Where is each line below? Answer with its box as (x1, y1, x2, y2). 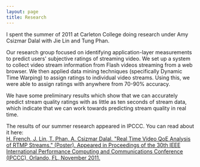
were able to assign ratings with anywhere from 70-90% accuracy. (6, 80, 171, 87)
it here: (6, 129, 24, 136)
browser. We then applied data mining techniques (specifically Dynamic (6, 67, 183, 75)
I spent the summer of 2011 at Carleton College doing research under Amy (6, 30, 189, 38)
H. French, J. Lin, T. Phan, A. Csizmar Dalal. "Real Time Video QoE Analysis (6, 135, 191, 142)
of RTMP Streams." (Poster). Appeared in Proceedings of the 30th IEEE (6, 141, 181, 149)
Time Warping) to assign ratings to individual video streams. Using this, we (6, 74, 190, 81)
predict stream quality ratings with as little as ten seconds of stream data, (6, 98, 187, 105)
